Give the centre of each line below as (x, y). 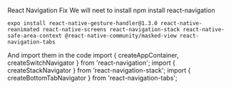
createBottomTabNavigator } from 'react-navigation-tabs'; (92, 78)
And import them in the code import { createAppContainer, (93, 55)
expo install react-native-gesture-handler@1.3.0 (83, 23)
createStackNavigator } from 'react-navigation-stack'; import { (99, 70)
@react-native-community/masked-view (120, 36)
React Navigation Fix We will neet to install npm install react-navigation (111, 10)
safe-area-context (35, 36)
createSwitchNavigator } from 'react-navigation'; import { (92, 63)
